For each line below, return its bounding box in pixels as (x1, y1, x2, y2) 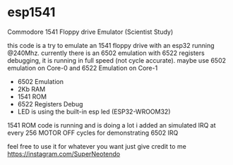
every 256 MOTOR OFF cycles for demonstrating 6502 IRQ (7, 128, 179, 137)
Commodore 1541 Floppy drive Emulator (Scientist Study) (7, 28, 174, 36)
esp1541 (7, 4, 56, 20)
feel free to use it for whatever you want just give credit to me (7, 142, 187, 150)
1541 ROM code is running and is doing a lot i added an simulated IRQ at (7, 121, 216, 129)
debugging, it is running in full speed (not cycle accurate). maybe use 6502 (7, 56, 226, 64)
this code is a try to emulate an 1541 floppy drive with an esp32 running (7, 41, 215, 49)
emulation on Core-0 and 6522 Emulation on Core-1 (7, 63, 158, 72)
